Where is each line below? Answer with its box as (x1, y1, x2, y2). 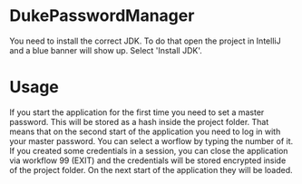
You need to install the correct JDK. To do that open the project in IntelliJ (9, 35, 281, 46)
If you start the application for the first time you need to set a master (9, 106, 265, 118)
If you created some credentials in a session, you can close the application (9, 145, 288, 156)
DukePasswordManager (9, 5, 195, 26)
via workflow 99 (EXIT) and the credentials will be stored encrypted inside (9, 155, 287, 166)
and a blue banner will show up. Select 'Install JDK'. (9, 44, 202, 55)
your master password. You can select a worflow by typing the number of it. (9, 135, 294, 146)
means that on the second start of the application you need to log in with (9, 126, 281, 137)
